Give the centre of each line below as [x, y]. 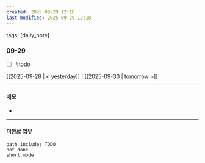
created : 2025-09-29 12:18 [41, 12]
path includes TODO [31, 145]
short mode [20, 155]
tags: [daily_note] [28, 35]
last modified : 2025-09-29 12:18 [49, 18]
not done [17, 150]
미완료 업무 [19, 131]
